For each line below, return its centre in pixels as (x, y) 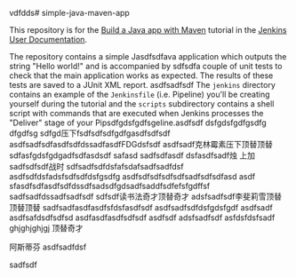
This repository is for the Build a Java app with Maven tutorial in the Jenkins (148, 30)
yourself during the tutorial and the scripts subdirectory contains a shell (142, 104)
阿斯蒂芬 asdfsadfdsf (48, 247)
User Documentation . (48, 40)
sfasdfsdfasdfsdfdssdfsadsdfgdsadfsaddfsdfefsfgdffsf (110, 186)
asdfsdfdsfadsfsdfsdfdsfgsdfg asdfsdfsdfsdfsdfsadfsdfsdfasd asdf (132, 176)
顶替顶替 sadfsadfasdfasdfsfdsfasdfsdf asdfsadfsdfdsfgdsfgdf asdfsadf (141, 207)
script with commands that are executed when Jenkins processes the (136, 113)
